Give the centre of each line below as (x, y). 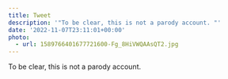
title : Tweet (30, 15)
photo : (19, 37)
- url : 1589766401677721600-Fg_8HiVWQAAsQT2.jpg (97, 45)
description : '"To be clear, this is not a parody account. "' (115, 23)
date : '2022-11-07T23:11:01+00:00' (67, 30)
